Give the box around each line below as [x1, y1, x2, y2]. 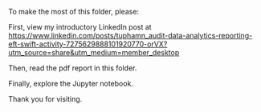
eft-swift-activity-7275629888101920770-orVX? [8, 39, 168, 49]
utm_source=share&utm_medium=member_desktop [8, 48, 180, 57]
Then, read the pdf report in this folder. [8, 63, 137, 73]
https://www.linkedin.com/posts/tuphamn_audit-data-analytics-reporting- [8, 31, 253, 40]
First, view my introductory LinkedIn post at [8, 22, 152, 31]
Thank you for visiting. [8, 94, 83, 103]
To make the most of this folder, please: [8, 7, 139, 16]
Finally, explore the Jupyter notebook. [8, 79, 134, 88]
